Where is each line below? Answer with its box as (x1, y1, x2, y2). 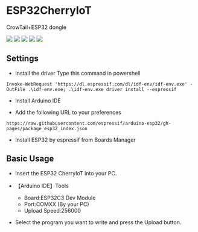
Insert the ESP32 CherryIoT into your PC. (14, 169, 117, 177)
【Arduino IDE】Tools (14, 182, 69, 189)
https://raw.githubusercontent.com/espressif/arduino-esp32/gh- (6, 120, 171, 127)
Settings (6, 54, 39, 64)
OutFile (6, 86, 26, 92)
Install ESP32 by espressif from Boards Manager (14, 136, 136, 143)
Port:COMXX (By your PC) (24, 200, 89, 208)
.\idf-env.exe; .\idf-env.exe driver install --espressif (28, 86, 177, 92)
